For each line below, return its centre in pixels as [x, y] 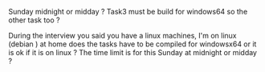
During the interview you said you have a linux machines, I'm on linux [122, 36]
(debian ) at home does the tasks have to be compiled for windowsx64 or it [132, 44]
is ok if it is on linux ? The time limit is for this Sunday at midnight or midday [132, 52]
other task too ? [34, 20]
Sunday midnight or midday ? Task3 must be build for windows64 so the [128, 12]
